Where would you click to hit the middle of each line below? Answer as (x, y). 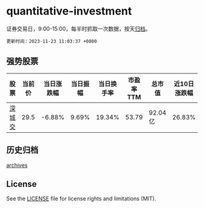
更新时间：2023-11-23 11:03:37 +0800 (52, 41)
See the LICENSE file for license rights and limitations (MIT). (81, 199)
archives (17, 165)
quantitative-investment (69, 11)
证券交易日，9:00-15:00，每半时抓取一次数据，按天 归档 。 (79, 29)
